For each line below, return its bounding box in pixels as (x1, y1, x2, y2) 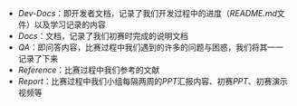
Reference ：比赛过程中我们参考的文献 (17, 64, 160, 75)
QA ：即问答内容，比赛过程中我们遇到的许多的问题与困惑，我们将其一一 (17, 42, 283, 53)
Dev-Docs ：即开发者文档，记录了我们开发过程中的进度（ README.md (17, 8, 278, 18)
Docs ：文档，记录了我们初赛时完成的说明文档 (17, 31, 188, 41)
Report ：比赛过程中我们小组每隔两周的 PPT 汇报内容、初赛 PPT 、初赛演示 (17, 76, 288, 86)
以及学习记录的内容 (34, 19, 106, 30)
